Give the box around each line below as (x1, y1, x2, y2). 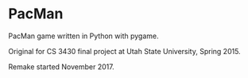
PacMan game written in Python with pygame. (8, 31, 159, 41)
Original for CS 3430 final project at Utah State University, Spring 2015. (8, 46, 241, 56)
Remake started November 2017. (8, 61, 114, 72)
